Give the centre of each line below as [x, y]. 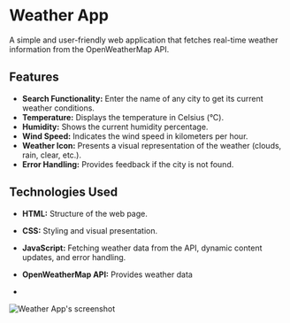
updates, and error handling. [74, 257]
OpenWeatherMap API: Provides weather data [107, 274]
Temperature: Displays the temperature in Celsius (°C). [122, 117]
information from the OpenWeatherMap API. [89, 49]
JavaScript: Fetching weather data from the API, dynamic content [142, 248]
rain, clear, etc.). [52, 155]
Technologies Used [63, 192]
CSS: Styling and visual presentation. [89, 230]
